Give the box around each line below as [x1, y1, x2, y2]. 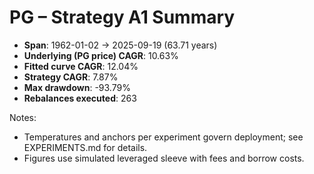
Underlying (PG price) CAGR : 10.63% [23, 49, 179, 61]
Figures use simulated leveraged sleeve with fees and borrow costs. [23, 152, 305, 164]
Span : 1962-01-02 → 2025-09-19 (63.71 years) [23, 39, 218, 51]
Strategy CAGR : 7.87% [23, 71, 119, 83]
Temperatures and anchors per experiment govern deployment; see [23, 131, 304, 143]
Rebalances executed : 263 [23, 92, 137, 104]
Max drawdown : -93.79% [23, 81, 131, 93]
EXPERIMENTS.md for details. [23, 141, 148, 153]
